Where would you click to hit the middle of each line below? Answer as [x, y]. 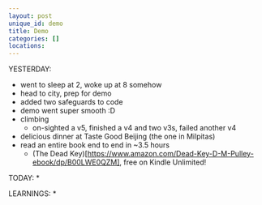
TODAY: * [24, 178]
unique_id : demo [36, 23]
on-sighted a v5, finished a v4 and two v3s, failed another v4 [134, 128]
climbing [34, 119]
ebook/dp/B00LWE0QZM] [76, 162]
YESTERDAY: [30, 69]
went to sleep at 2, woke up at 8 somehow [91, 85]
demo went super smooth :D [68, 111]
